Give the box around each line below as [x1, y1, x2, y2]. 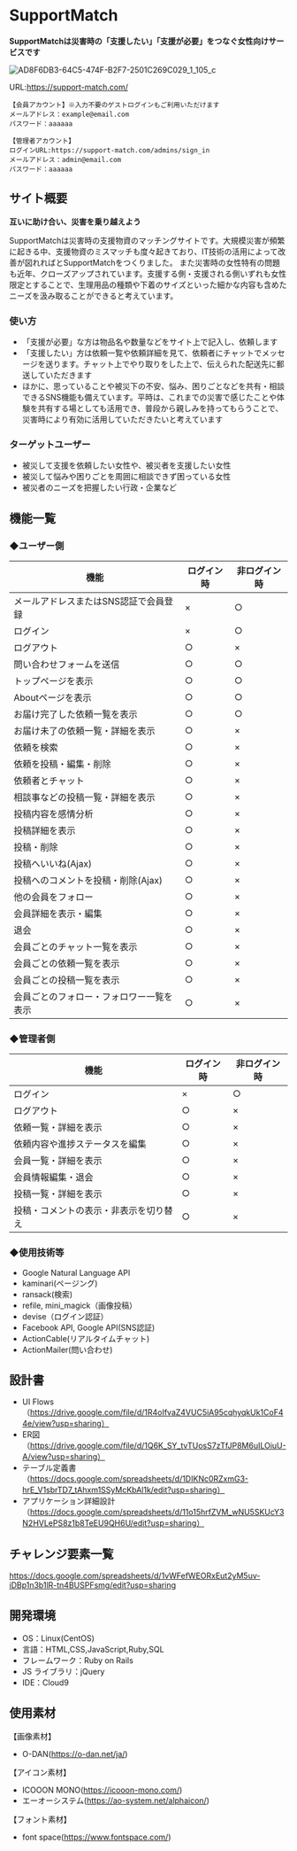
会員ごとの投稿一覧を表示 [13, 974, 120, 986]
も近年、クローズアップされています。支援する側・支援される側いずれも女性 [9, 268, 287, 279]
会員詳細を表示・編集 [13, 907, 103, 920]
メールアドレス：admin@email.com [9, 155, 122, 164]
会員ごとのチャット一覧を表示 [13, 941, 138, 953]
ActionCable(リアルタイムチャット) [21, 1333, 150, 1343]
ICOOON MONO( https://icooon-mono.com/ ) [21, 1785, 183, 1795]
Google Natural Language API [21, 1267, 131, 1278]
